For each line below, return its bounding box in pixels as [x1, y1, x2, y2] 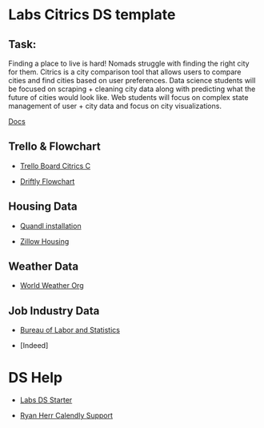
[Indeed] [19, 341, 49, 350]
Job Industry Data [8, 304, 100, 318]
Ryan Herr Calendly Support [19, 410, 114, 421]
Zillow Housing [19, 236, 70, 246]
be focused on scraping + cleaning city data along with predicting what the [8, 84, 256, 94]
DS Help [8, 369, 63, 387]
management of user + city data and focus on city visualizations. [8, 102, 222, 110]
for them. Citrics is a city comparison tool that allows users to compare [8, 67, 242, 77]
